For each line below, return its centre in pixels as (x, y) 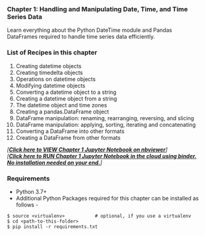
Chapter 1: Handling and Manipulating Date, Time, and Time (98, 9)
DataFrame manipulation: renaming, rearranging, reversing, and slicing (105, 118)
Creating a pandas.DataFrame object (62, 112)
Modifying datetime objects (50, 85)
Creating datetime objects (48, 66)
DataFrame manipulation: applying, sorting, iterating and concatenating (106, 124)
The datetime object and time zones (61, 105)
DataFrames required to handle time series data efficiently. (81, 37)
